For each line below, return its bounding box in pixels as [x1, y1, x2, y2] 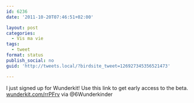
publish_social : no [6, 57, 54, 64]
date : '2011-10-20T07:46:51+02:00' [6, 14, 94, 20]
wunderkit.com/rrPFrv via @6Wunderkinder [6, 91, 113, 98]
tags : [6, 41, 20, 47]
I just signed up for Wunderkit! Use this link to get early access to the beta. [6, 84, 188, 91]
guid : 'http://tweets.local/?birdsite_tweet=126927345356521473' [6, 63, 170, 69]
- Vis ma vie [11, 36, 44, 42]
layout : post [6, 25, 38, 31]
